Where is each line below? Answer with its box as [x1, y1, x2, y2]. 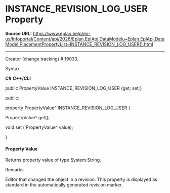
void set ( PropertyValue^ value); [5, 124, 73, 130]
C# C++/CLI [5, 75, 31, 81]
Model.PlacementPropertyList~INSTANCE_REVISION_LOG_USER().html [5, 41, 153, 47]
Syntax [5, 65, 20, 71]
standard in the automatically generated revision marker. [5, 182, 123, 188]
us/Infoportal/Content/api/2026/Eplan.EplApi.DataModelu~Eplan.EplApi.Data [5, 36, 165, 42]
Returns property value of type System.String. [5, 157, 101, 163]
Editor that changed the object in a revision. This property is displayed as [5, 176, 158, 182]
